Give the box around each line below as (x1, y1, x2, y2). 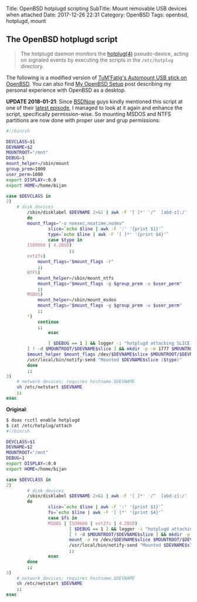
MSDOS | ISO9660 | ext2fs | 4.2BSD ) (47, 520, 138, 526)
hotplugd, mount (6, 18, 46, 24)
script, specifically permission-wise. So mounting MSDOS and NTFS (6, 110, 171, 117)
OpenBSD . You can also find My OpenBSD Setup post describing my (6, 80, 172, 87)
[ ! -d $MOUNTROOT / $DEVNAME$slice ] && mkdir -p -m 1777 (27, 346, 169, 352)
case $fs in (47, 515, 77, 521)
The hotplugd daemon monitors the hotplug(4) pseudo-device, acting (20, 50, 189, 57)
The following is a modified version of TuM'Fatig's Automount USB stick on (6, 74, 188, 81)
